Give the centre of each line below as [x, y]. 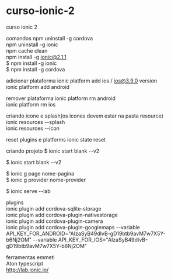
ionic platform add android [38, 87]
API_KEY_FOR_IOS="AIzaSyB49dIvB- [103, 240]
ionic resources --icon [33, 128]
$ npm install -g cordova [36, 69]
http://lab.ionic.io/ [27, 270]
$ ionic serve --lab [28, 191]
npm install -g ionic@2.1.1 [36, 57]
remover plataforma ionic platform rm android [61, 98]
